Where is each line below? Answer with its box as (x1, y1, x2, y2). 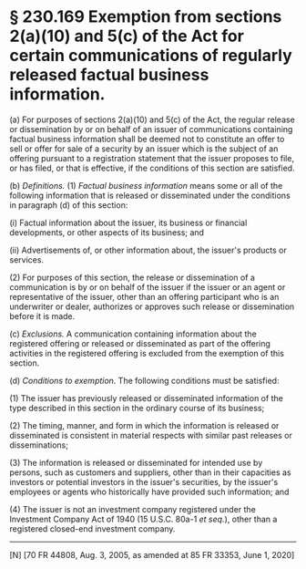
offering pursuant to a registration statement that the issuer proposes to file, (9, 152, 294, 163)
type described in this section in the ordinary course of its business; (9, 402, 265, 413)
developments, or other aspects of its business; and (9, 226, 205, 238)
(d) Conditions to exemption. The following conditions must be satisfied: (9, 375, 280, 386)
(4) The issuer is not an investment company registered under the (9, 503, 257, 514)
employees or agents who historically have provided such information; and (9, 486, 290, 497)
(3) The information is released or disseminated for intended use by (9, 457, 263, 468)
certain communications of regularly (9, 46, 293, 66)
